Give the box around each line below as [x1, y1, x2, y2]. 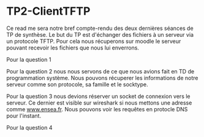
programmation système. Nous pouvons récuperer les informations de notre [6, 74, 198, 81]
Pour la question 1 [6, 56, 51, 63]
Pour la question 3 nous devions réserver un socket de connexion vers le [6, 92, 191, 100]
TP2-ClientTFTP [6, 4, 91, 18]
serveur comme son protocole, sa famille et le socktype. [6, 81, 148, 88]
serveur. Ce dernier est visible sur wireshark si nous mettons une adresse [6, 99, 192, 106]
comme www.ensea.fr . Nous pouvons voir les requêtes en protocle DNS [6, 105, 188, 113]
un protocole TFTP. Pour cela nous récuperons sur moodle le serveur [6, 37, 181, 45]
